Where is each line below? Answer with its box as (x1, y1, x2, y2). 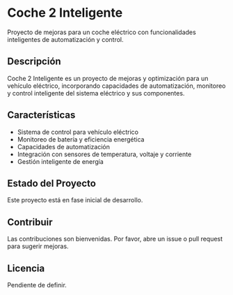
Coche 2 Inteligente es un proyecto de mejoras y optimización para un (7, 74, 209, 82)
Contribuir (7, 216, 54, 228)
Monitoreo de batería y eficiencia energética (17, 135, 145, 144)
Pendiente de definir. (7, 281, 67, 289)
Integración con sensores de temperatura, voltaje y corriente (17, 150, 192, 158)
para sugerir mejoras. (7, 242, 69, 250)
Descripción (7, 56, 61, 68)
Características (7, 109, 76, 121)
